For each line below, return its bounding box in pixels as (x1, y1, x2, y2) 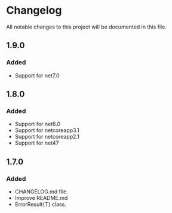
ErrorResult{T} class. (14, 201, 67, 208)
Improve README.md (14, 195, 68, 201)
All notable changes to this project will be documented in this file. (6, 23, 167, 30)
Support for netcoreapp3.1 (14, 127, 79, 134)
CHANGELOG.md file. (14, 188, 69, 195)
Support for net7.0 (14, 72, 60, 79)
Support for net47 (14, 139, 59, 146)
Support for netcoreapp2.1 (14, 133, 79, 140)
